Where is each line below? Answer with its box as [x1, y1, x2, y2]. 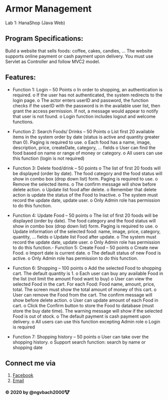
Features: [5, 73, 36, 82]
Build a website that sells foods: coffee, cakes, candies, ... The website [5, 47, 152, 53]
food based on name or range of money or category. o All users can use [12, 150, 163, 156]
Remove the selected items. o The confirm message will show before [12, 181, 156, 187]
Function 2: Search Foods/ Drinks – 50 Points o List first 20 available [12, 128, 155, 134]
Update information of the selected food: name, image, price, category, [12, 228, 161, 235]
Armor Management [5, 3, 92, 15]
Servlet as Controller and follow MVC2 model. [5, 59, 100, 65]
